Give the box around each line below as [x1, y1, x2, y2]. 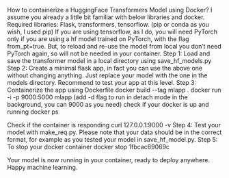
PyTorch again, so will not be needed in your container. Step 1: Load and [7, 49, 211, 58]
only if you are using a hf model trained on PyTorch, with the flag [7, 35, 189, 43]
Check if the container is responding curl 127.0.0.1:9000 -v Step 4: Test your [7, 121, 221, 129]
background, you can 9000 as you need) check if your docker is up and [7, 101, 210, 108]
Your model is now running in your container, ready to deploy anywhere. [7, 156, 211, 164]
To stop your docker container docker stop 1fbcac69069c [7, 143, 170, 151]
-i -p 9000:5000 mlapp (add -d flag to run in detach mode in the [7, 93, 188, 101]
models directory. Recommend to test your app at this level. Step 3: [7, 79, 197, 86]
